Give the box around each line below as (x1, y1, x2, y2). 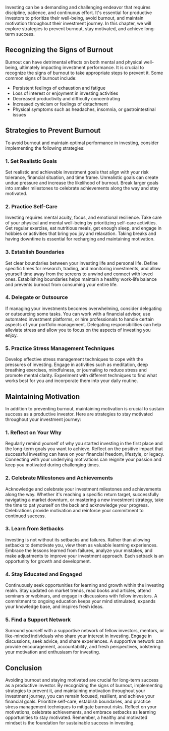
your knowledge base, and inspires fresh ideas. (5, 603, 104, 610)
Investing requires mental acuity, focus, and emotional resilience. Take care (5, 214, 162, 221)
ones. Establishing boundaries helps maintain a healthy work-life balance (5, 276, 157, 282)
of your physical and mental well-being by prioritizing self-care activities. (5, 220, 157, 226)
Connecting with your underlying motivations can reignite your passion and (5, 456, 161, 463)
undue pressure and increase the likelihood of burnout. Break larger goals (5, 179, 159, 186)
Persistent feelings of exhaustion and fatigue (12, 85, 106, 91)
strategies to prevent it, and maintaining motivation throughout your (5, 688, 145, 694)
